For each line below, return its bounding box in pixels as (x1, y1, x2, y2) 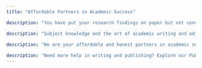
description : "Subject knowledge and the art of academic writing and (6, 31, 187, 37)
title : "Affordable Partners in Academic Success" (6, 8, 136, 15)
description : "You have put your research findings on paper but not (6, 19, 185, 26)
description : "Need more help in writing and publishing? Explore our (6, 52, 187, 59)
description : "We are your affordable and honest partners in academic (6, 42, 189, 48)
